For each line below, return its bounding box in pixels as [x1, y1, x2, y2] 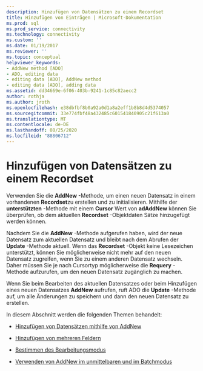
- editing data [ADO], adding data [6, 82, 96, 89]
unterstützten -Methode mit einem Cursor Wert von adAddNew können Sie [6, 204, 197, 212]
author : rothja [6, 93, 45, 99]
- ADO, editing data [6, 71, 59, 77]
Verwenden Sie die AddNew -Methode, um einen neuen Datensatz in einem [6, 192, 196, 199]
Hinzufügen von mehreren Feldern [15, 334, 101, 341]
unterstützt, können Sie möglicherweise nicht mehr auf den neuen [6, 249, 171, 256]
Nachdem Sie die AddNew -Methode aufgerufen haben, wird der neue [6, 229, 183, 236]
